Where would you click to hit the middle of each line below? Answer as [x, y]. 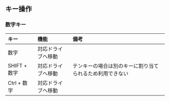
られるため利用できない [100, 73]
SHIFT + [17, 66]
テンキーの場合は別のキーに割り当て [116, 66]
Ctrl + [14, 83]
